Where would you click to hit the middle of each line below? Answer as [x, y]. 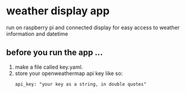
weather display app [58, 11]
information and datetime [37, 33]
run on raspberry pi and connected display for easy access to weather [93, 27]
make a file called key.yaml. [49, 67]
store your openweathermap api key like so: [69, 73]
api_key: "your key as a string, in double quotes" [80, 84]
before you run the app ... [54, 53]
